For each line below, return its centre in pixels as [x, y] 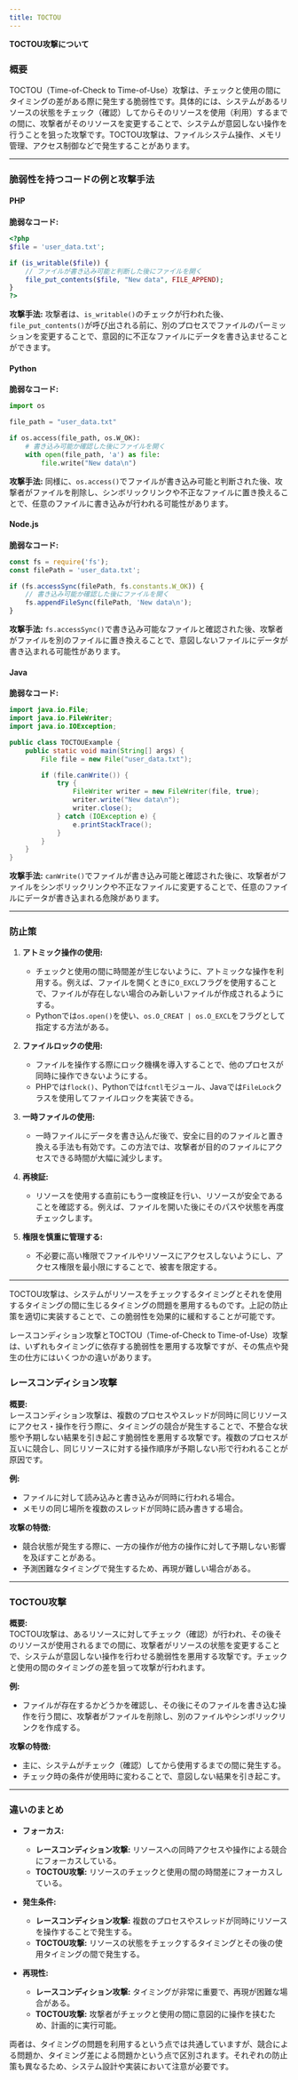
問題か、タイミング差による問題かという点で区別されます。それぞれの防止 [152, 2055]
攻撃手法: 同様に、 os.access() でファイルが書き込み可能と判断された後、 [142, 481]
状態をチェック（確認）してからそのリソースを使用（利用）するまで [164, 112]
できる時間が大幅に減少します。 [109, 1158]
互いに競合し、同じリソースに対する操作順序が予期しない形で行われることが [149, 1448]
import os [27, 406]
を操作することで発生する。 [86, 1932]
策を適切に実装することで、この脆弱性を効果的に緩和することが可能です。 [145, 1316]
